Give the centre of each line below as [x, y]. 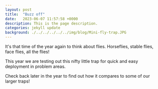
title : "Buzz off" [25, 14]
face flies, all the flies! [27, 52]
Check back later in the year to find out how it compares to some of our [78, 76]
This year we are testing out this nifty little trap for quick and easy [72, 61]
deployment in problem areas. [35, 66]
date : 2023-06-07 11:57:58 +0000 [42, 19]
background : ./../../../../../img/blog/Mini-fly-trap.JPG [66, 32]
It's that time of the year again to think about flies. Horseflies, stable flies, [79, 46]
